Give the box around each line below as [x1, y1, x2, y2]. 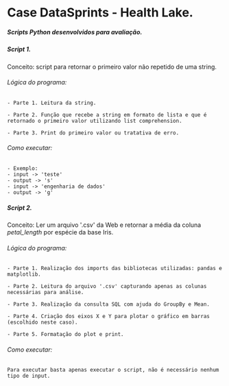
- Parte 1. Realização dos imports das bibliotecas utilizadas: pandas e [7, 265, 223, 272]
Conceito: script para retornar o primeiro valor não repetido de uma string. [7, 62, 217, 71]
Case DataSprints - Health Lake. [7, 5, 193, 21]
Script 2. [7, 204, 32, 212]
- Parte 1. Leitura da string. [7, 99, 97, 106]
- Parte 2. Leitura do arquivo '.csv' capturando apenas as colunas [7, 283, 207, 290]
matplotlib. [7, 271, 41, 278]
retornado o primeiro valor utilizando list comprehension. [7, 117, 183, 124]
